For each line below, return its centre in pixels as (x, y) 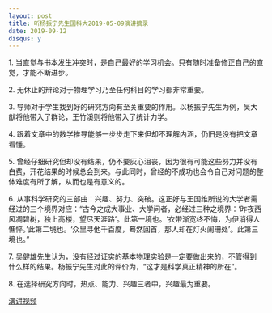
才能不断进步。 (47, 73)
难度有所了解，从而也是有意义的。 (72, 182)
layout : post (30, 16)
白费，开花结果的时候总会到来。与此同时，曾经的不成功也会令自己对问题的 (132, 171)
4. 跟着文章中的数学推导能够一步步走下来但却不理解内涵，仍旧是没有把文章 (133, 134)
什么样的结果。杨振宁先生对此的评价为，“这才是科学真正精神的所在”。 (125, 267)
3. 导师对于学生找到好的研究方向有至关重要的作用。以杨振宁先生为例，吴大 (133, 107)
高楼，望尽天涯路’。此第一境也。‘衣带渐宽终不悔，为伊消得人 (159, 219)
